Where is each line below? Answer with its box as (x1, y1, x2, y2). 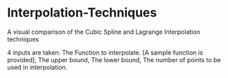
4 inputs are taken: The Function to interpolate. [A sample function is (7, 48, 203, 57)
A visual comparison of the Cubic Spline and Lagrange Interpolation (7, 28, 201, 36)
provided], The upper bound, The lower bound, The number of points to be (7, 55, 221, 64)
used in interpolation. (7, 63, 68, 71)
